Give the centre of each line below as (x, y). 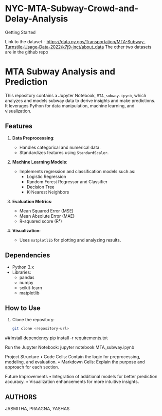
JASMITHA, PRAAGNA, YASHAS (37, 408)
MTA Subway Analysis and (60, 72)
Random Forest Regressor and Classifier (67, 182)
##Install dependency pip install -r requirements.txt (56, 338)
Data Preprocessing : (33, 138)
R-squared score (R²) (41, 221)
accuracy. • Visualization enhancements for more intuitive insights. (72, 381)
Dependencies (27, 255)
